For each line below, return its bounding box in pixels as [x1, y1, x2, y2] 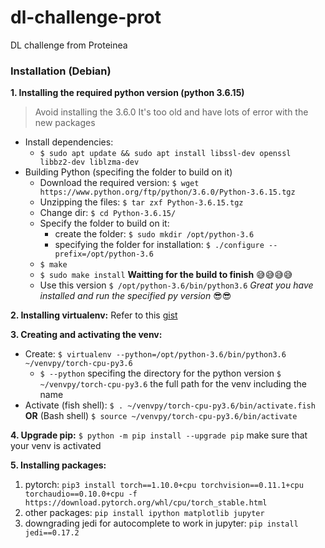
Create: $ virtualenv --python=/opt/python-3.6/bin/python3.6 [24, 348, 287, 360]
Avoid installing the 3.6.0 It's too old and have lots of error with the [34, 106, 309, 118]
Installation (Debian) [10, 64, 112, 78]
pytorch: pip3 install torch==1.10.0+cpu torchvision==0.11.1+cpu [24, 479, 304, 491]
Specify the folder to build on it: [39, 217, 170, 230]
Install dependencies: [24, 136, 114, 148]
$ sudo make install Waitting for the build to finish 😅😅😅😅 [39, 269, 293, 281]
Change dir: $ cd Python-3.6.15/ [39, 207, 177, 219]
